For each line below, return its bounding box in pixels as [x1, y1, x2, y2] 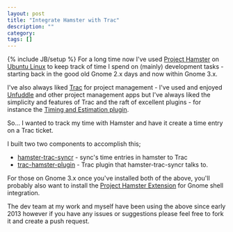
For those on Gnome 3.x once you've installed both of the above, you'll [7, 174, 210, 183]
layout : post [7, 10, 45, 17]
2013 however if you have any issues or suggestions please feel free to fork [7, 210, 224, 218]
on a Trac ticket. [7, 126, 54, 135]
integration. [7, 189, 40, 197]
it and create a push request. [7, 217, 90, 226]
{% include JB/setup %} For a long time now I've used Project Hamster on [7, 55, 220, 63]
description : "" [7, 23, 54, 30]
